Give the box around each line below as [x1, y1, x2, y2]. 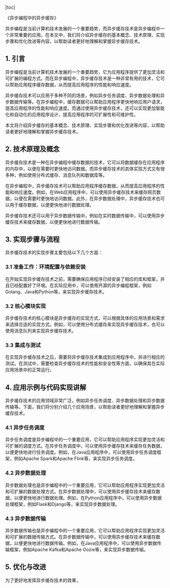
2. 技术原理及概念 [5, 145, 60, 154]
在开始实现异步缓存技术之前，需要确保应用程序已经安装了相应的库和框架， [5, 276, 160, 282]
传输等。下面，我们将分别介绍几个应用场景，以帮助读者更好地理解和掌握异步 [5, 404, 165, 410]
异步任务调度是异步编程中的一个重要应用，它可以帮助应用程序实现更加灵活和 [5, 436, 165, 443]
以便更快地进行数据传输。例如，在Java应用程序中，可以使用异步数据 [14, 540, 157, 546]
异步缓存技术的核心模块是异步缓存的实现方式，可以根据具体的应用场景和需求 [5, 315, 165, 321]
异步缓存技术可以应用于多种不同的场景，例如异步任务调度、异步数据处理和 [5, 92, 160, 98]
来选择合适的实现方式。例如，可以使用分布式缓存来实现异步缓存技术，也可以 [5, 322, 165, 328]
